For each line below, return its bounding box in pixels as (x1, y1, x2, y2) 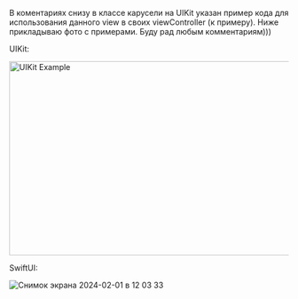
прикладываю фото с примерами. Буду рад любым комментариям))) (9, 27, 272, 36)
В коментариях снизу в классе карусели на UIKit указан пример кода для (9, 8, 289, 18)
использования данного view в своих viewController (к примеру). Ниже (9, 17, 279, 28)
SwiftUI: (9, 263, 38, 273)
